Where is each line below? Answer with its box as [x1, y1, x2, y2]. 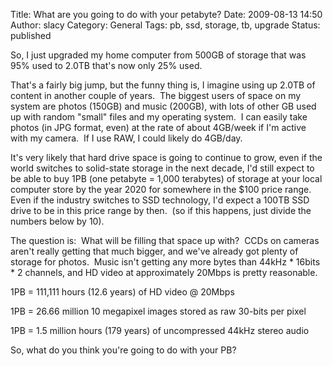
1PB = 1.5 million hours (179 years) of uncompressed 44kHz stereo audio [10, 325, 310, 336]
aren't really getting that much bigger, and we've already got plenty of [10, 245, 299, 257]
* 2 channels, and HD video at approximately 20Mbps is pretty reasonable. [10, 267, 318, 278]
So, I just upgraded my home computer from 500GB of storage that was [10, 49, 307, 61]
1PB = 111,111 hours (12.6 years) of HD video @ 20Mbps [10, 286, 235, 298]
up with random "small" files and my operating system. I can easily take [10, 111, 308, 123]
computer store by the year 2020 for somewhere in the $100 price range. [10, 184, 312, 195]
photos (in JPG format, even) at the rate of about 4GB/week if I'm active [10, 122, 307, 133]
